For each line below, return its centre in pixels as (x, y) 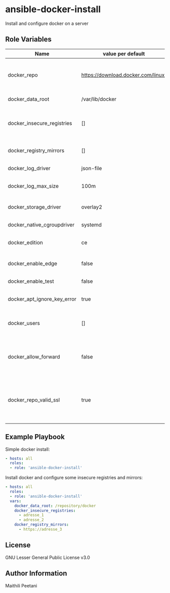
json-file (92, 168)
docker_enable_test (31, 281)
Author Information (36, 573)
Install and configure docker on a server (47, 23)
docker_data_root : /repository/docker (55, 506)
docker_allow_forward (34, 356)
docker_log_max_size (33, 186)
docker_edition (25, 242)
